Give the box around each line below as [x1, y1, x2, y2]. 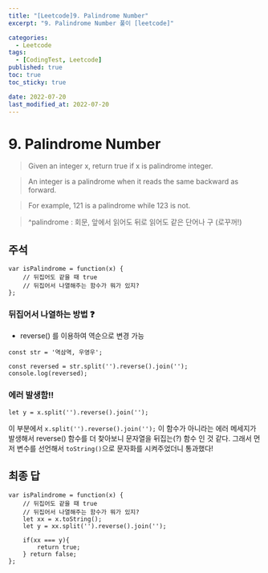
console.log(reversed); [8, 369, 88, 377]
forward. [27, 185, 57, 195]
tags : [8, 49, 26, 57]
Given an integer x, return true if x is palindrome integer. [27, 161, 213, 171]
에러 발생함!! [8, 389, 55, 401]
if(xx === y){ [22, 536, 70, 544]
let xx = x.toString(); [22, 514, 103, 523]
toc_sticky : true [8, 78, 67, 87]
